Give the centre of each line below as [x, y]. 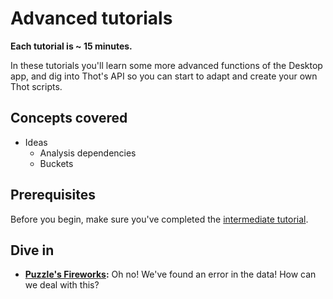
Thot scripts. [36, 86]
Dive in [32, 250]
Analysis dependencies [88, 153]
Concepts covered [69, 118]
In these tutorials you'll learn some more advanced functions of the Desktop [166, 65]
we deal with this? [62, 285]
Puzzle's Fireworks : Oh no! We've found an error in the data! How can [170, 274]
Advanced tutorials [91, 18]
